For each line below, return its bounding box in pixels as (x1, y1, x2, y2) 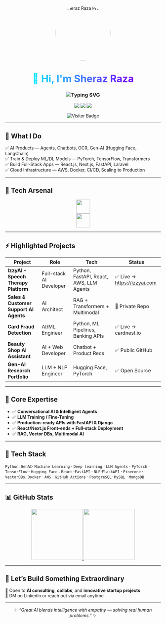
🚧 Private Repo (115, 303, 149, 310)
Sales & (7, 293, 26, 300)
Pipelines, (73, 326, 96, 333)
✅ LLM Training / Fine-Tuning (12, 414, 74, 420)
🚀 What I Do (5, 132, 42, 140)
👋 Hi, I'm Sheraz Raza (32, 72, 134, 85)
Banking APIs (73, 332, 104, 339)
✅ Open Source (115, 367, 152, 374)
